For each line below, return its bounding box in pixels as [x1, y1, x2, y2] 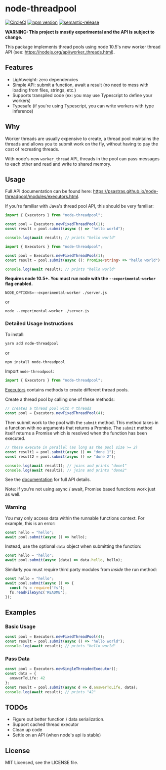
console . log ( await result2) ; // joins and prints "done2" [5, 468, 127, 473]
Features [5, 63, 33, 72]
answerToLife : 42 [9, 675, 45, 680]
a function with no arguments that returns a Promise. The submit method [5, 425, 153, 431]
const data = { [5, 671, 37, 676]
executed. [5, 435, 26, 441]
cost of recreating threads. [5, 146, 60, 152]
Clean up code [12, 727, 42, 733]
